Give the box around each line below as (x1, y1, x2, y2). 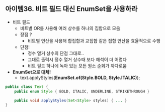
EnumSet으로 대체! (12, 69, 51, 75)
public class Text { (5, 84, 49, 89)
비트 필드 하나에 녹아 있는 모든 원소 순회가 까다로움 (27, 62, 127, 68)
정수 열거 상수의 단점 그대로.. (27, 50, 84, 56)
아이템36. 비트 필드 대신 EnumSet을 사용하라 (5, 4, 138, 13)
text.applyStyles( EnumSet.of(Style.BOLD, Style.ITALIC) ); (20, 74, 140, 80)
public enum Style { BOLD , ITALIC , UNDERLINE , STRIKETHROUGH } (14, 89, 150, 94)
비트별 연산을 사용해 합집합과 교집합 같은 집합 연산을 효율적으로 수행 (27, 37, 161, 43)
